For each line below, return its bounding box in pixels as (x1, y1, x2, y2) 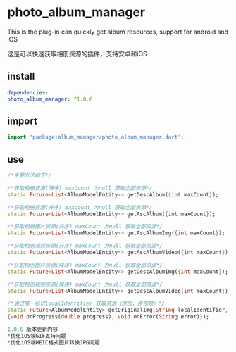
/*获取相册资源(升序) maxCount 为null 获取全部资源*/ (7, 203, 153, 211)
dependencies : (7, 89, 49, 96)
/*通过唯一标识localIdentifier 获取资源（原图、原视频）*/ (7, 300, 166, 307)
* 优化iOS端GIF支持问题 (7, 332, 67, 339)
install (7, 70, 35, 82)
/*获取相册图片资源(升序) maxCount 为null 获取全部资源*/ (7, 223, 163, 230)
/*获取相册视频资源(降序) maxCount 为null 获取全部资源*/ (7, 281, 163, 288)
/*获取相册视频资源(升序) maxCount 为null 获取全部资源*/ (7, 242, 163, 250)
